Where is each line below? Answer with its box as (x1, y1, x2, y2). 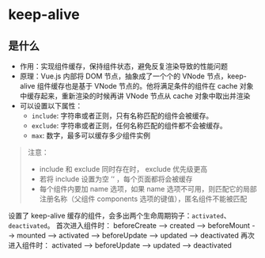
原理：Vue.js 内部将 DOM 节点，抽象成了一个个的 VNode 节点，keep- (19, 71, 247, 81)
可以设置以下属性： (19, 101, 83, 110)
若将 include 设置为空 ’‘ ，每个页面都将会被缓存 (39, 174, 193, 184)
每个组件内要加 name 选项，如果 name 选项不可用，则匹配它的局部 (39, 184, 257, 193)
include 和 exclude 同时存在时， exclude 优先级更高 (39, 165, 208, 173)
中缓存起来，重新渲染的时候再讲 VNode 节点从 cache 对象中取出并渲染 (19, 91, 251, 101)
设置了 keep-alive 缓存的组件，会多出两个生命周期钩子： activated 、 (8, 211, 231, 220)
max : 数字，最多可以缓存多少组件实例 (31, 131, 151, 140)
